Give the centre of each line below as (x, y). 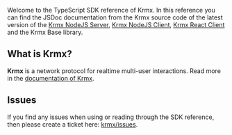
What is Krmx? (40, 54)
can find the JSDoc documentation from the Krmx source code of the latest (115, 17)
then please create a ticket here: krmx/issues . (73, 124)
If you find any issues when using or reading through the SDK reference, (111, 117)
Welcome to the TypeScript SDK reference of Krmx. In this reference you (111, 10)
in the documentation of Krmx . (51, 78)
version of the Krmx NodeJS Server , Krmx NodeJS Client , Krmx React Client (116, 25)
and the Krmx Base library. (45, 32)
